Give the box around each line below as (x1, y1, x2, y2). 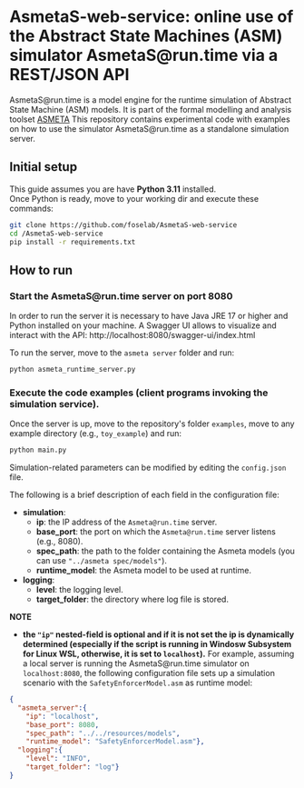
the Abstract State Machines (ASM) (9, 25, 283, 46)
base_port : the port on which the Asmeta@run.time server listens (35, 526, 277, 537)
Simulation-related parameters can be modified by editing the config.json (9, 462, 287, 474)
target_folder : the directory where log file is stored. (35, 593, 230, 605)
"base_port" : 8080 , (25, 720, 100, 729)
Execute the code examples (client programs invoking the (9, 386, 269, 399)
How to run (9, 262, 74, 278)
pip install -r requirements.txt (9, 237, 136, 246)
